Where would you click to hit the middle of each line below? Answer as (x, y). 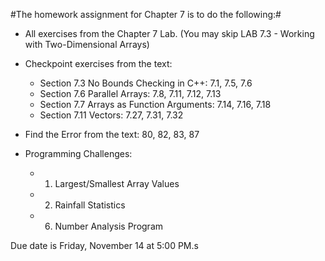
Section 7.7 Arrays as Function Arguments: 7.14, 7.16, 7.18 (155, 104)
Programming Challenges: (78, 153)
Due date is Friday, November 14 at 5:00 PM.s (104, 245)
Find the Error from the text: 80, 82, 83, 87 (112, 134)
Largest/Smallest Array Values (117, 183)
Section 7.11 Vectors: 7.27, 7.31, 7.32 (111, 115)
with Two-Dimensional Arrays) (87, 44)
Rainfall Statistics (90, 205)
